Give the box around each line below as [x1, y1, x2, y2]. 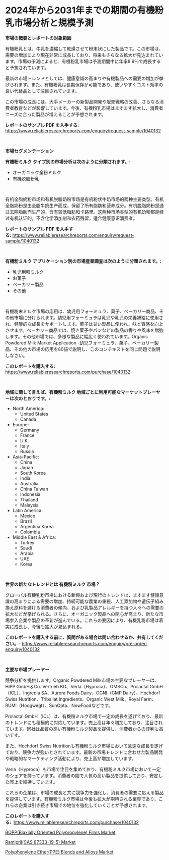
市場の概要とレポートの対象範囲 [5, 35, 71, 41]
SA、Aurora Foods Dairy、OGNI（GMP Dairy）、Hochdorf [41, 690, 160, 696]
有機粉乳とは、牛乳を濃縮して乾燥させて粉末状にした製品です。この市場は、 [5, 45, 163, 52]
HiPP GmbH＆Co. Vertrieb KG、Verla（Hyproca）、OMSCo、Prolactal [5, 683, 149, 689]
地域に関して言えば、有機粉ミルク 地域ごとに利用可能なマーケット [5, 389, 143, 395]
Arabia [20, 550, 34, 556]
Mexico [20, 513, 36, 519]
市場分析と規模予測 [14, 17, 94, 29]
